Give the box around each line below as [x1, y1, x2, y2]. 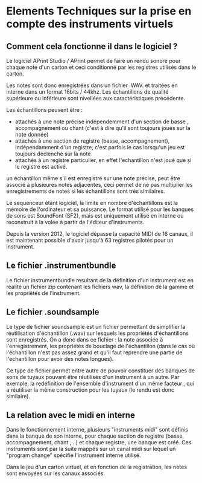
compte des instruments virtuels [6, 17, 174, 31]
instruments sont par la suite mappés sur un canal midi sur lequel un [6, 446, 176, 453]
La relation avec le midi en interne [6, 410, 136, 421]
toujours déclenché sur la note [14, 150, 91, 157]
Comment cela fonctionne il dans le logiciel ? [6, 41, 178, 51]
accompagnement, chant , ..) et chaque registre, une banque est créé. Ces [6, 439, 192, 446]
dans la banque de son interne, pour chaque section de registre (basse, [6, 432, 185, 439]
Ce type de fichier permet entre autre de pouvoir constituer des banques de [6, 367, 195, 374]
